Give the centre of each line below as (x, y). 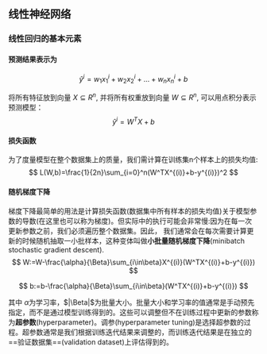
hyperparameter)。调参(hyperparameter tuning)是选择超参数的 (141, 322)
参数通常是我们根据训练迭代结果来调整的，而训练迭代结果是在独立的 (140, 332)
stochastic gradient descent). (56, 249)
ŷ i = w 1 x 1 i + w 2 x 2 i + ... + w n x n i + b (133, 79)
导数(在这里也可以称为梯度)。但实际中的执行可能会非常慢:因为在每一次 (137, 221)
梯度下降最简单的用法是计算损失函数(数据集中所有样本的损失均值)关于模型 (129, 211)
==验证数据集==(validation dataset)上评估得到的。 (91, 342)
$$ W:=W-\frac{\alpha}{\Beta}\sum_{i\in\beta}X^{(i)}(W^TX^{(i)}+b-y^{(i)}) (133, 262)
